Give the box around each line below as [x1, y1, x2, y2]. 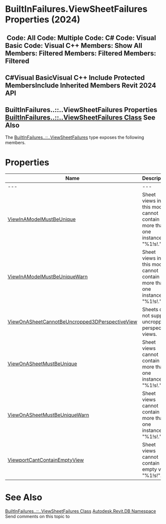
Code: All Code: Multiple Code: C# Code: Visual [6, 34, 157, 42]
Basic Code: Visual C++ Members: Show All [5, 41, 142, 50]
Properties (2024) [5, 14, 81, 25]
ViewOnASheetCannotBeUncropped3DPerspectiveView [7, 318, 137, 325]
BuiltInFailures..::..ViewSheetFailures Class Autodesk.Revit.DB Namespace [5, 508, 157, 514]
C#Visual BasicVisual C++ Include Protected [5, 73, 145, 82]
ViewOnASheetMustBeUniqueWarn [7, 411, 89, 418]
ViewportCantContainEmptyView [7, 456, 84, 463]
